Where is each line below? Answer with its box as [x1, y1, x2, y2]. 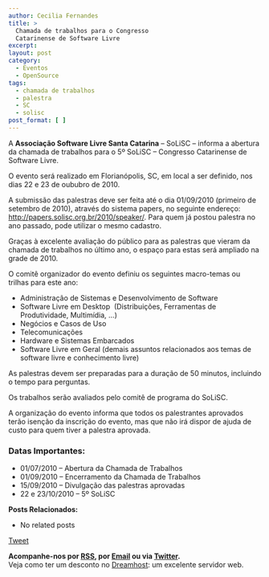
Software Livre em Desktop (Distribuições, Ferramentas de [19, 301, 217, 311]
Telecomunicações [19, 327, 83, 337]
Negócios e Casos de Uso [19, 318, 107, 328]
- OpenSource [15, 72, 59, 80]
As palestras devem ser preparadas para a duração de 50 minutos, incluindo [8, 368, 262, 378]
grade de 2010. [8, 253, 59, 263]
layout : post [8, 49, 52, 57]
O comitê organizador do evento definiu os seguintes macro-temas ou [8, 268, 241, 278]
